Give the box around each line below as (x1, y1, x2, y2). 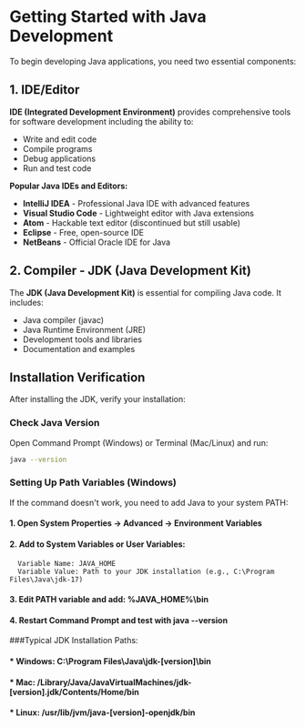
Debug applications (22, 153, 97, 164)
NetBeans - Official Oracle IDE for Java (22, 237, 171, 247)
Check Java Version (9, 417, 100, 429)
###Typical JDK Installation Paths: (9, 635, 138, 646)
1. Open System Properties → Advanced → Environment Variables (9, 518, 262, 529)
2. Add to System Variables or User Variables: (9, 539, 186, 550)
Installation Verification (9, 369, 146, 385)
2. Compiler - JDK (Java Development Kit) (9, 263, 252, 278)
